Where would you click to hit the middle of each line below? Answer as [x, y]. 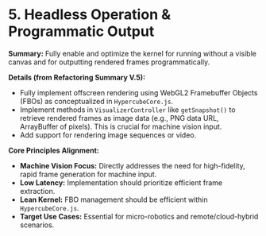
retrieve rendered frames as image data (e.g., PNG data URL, [120, 118]
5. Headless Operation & [90, 15]
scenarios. [37, 225]
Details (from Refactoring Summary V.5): [77, 77]
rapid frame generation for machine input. [88, 174]
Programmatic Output [81, 31]
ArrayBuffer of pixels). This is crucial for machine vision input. [121, 126]
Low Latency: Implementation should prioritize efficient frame [121, 182]
